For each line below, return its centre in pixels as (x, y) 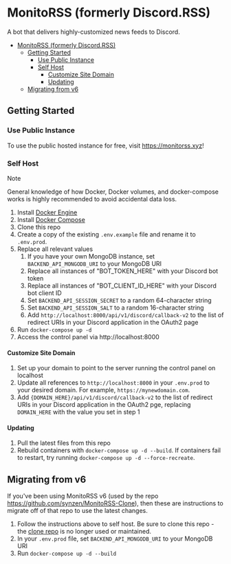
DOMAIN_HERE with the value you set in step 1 (78, 412)
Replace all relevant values (55, 249)
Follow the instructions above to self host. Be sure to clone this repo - (115, 524)
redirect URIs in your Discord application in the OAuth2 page (113, 322)
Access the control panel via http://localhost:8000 (88, 336)
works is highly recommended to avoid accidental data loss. (92, 199)
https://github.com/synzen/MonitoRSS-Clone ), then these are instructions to (115, 503)
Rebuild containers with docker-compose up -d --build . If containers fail (119, 450)
